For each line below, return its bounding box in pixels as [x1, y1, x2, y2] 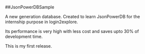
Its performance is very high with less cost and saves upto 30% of [5, 28, 139, 34]
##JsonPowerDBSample [5, 4, 55, 10]
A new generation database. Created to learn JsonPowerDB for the [5, 14, 141, 19]
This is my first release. [5, 43, 52, 49]
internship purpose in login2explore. [5, 19, 78, 25]
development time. [5, 34, 43, 39]
